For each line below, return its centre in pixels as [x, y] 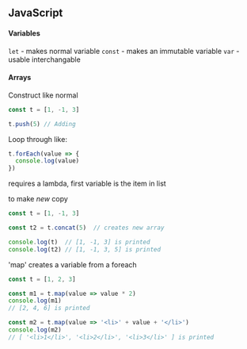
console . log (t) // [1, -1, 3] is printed [79, 242]
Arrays [20, 78]
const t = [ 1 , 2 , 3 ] [42, 279]
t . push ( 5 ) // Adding [42, 124]
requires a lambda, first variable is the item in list [87, 184]
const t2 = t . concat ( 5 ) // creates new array [86, 228]
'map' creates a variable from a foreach [72, 264]
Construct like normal [43, 95]
